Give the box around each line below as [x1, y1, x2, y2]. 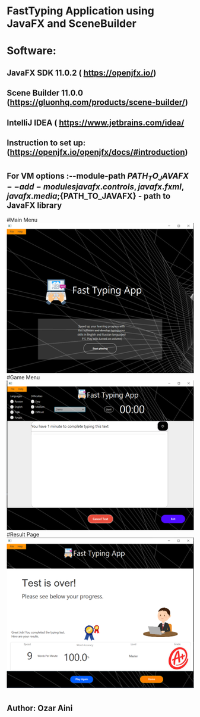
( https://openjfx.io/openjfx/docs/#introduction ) [7, 147, 188, 157]
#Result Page [7, 531, 40, 538]
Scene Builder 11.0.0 [7, 88, 84, 98]
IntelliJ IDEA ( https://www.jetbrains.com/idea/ [7, 117, 185, 127]
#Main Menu [7, 216, 38, 223]
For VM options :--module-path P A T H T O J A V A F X [7, 171, 189, 183]
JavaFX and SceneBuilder [7, 17, 137, 30]
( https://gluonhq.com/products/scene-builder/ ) [7, 97, 189, 108]
